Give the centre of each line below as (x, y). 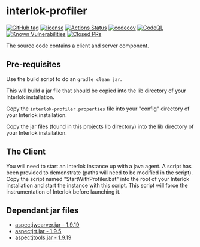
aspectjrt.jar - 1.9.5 (38, 231)
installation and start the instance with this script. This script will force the (97, 185)
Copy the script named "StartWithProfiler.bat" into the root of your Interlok (98, 179)
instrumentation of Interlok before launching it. (63, 192)
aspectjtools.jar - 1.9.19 (43, 237)
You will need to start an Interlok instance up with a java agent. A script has (99, 166)
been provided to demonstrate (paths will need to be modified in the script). (100, 173)
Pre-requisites (34, 64)
